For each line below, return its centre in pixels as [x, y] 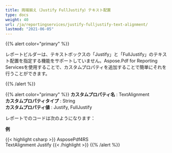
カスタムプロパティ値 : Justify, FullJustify [49, 107]
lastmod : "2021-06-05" [30, 29]
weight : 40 [17, 20]
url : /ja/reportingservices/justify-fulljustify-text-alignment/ [77, 24]
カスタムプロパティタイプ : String [40, 101]
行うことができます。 [28, 74]
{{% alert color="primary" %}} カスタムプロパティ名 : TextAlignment [78, 94]
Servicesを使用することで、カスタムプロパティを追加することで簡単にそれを [86, 67]
